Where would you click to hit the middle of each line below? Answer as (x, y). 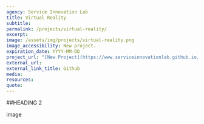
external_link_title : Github (43, 68)
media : (15, 74)
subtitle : (19, 23)
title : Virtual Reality (36, 18)
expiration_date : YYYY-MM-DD (43, 52)
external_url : (24, 63)
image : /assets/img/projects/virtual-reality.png (70, 40)
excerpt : (17, 35)
